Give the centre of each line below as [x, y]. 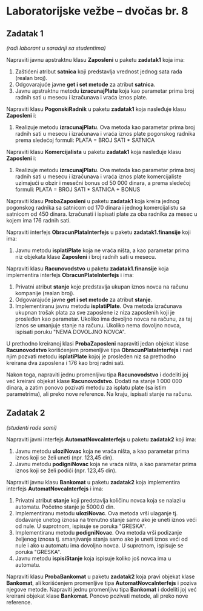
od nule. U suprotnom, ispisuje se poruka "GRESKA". [81, 526]
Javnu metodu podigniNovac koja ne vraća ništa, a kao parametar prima [106, 464]
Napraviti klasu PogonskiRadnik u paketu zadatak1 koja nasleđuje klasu [96, 109]
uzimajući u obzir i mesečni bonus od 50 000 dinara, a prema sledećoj [103, 183]
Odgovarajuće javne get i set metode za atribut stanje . [84, 299]
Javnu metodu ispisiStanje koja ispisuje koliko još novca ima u [93, 558]
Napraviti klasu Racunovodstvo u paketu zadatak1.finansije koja [88, 269]
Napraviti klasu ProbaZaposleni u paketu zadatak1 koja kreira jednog [93, 201]
